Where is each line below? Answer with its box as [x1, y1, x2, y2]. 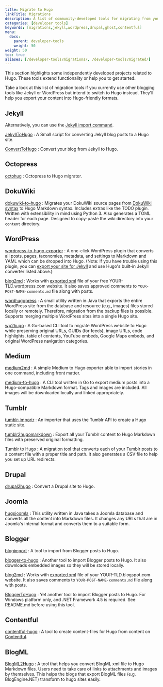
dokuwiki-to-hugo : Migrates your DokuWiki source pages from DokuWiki [5, 200, 152, 206]
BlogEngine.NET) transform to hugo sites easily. [5, 676, 101, 682]
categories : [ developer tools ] [5, 20, 68, 26]
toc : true [5, 52, 25, 57]
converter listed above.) [5, 268, 53, 274]
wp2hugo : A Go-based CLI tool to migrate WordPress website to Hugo [5, 322, 147, 328]
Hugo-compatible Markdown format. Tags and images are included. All [5, 385, 147, 390]
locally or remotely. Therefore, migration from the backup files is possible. [5, 308, 153, 314]
